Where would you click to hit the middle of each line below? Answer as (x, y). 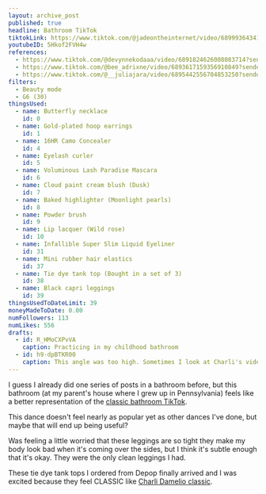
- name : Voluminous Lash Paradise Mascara (86, 170)
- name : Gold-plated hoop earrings (74, 126)
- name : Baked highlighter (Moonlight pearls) (93, 200)
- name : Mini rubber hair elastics (74, 258)
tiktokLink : (28, 38)
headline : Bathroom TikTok (53, 30)
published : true (35, 23)
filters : (23, 82)
